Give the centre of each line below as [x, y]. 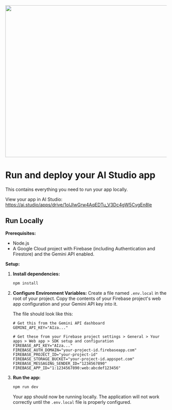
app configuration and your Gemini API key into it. [65, 304]
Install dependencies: [36, 274]
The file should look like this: [43, 314]
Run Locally [24, 221]
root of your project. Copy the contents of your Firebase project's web [87, 298]
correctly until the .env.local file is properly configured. [72, 402]
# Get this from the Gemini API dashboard [59, 323]
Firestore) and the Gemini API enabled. [53, 254]
